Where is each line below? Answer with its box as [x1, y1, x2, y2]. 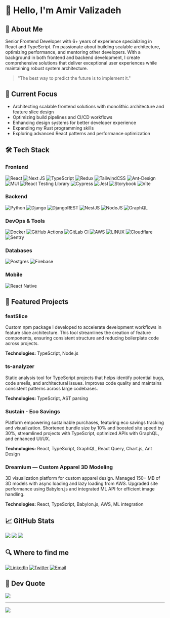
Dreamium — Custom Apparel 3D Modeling [5, 463, 113, 471]
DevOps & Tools [5, 217, 46, 224]
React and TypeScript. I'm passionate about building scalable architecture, [5, 44, 160, 50]
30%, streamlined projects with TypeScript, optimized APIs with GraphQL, [5, 430, 159, 436]
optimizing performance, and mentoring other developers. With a [5, 49, 141, 55]
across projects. [5, 341, 39, 347]
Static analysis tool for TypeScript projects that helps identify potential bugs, [5, 375, 164, 381]
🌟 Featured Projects [5, 297, 69, 306]
